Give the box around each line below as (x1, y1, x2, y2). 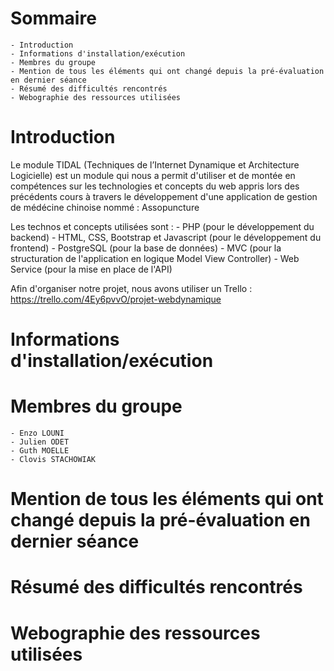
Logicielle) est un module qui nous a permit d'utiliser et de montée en (10, 169, 296, 181)
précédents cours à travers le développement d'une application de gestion (10, 190, 318, 202)
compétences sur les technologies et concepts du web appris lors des (10, 180, 300, 192)
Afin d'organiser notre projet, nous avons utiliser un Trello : (10, 282, 253, 294)
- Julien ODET (10, 437, 70, 447)
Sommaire (10, 7, 97, 30)
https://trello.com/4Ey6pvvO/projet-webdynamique (10, 293, 222, 305)
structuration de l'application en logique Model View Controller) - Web (10, 252, 300, 264)
